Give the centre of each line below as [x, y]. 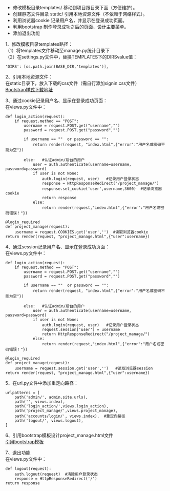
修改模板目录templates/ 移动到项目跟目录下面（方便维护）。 [75, 7]
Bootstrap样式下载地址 [29, 90]
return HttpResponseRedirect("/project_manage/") [96, 334]
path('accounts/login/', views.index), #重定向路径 [70, 416]
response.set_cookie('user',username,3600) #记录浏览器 [102, 189]
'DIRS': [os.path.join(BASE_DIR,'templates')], [57, 67]
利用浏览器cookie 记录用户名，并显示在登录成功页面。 [70, 20]
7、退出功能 [18, 453]
